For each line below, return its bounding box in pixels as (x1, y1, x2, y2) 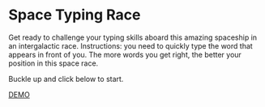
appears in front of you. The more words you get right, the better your (8, 49, 241, 59)
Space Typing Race (8, 6, 141, 24)
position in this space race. (8, 58, 99, 68)
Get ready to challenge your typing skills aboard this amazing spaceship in (8, 32, 258, 42)
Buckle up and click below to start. (8, 74, 124, 83)
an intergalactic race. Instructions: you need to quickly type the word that (8, 41, 253, 50)
